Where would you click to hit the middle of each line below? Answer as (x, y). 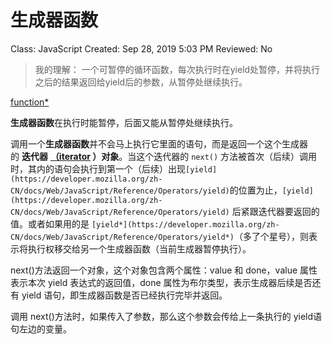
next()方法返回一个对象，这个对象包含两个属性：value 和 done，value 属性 (164, 270)
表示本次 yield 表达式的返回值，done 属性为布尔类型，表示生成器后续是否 (161, 282)
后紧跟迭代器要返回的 (275, 211)
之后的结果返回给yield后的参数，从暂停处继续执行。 (141, 82)
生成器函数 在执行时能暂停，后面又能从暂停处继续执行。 (124, 122)
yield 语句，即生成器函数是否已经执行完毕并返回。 (124, 295)
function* (30, 102)
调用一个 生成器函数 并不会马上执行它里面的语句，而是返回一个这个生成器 (159, 143)
